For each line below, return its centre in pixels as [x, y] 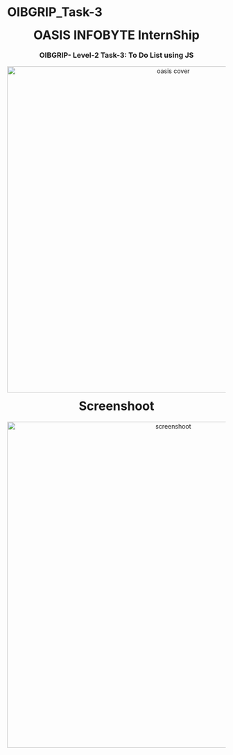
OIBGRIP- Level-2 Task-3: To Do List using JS [116, 55]
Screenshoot [116, 406]
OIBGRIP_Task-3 [55, 12]
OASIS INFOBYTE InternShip [116, 35]
